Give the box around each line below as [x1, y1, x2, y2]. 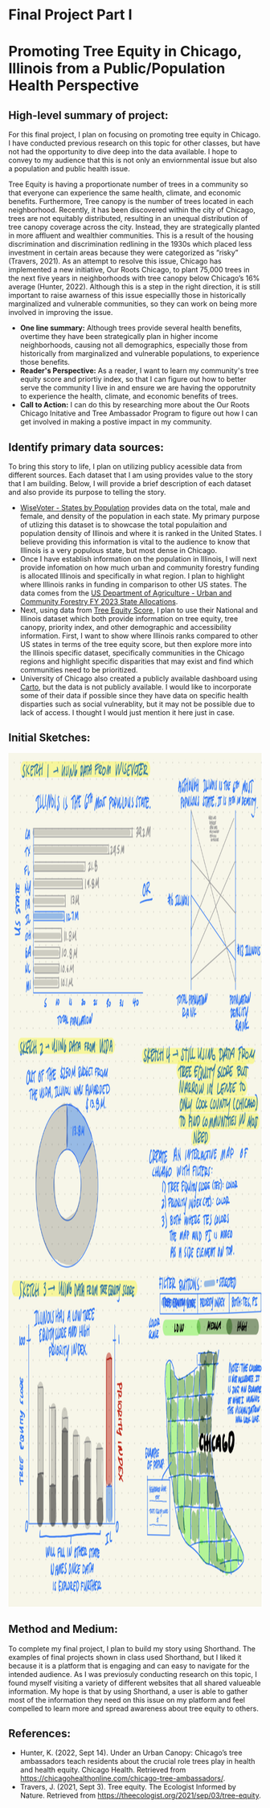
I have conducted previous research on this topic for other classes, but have [8, 138, 261, 148]
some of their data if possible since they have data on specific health [19, 691, 249, 700]
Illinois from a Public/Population [8, 59, 226, 78]
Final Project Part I [8, 6, 133, 24]
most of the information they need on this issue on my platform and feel [8, 1695, 245, 1704]
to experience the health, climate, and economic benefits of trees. [19, 391, 239, 401]
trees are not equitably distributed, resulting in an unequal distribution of [8, 214, 248, 223]
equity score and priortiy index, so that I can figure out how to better [19, 374, 247, 384]
